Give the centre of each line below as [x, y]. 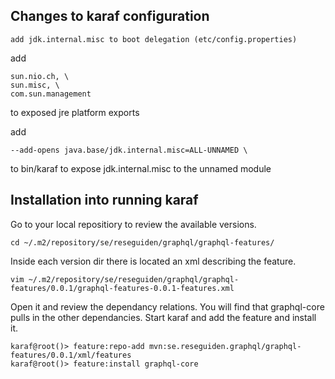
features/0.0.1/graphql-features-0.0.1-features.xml [122, 288]
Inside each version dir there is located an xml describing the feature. [153, 261]
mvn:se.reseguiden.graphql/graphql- [225, 346]
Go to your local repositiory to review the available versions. [133, 224]
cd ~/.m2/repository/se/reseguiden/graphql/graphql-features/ [142, 242]
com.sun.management [51, 94]
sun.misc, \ [35, 85]
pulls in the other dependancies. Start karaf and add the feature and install [163, 317]
